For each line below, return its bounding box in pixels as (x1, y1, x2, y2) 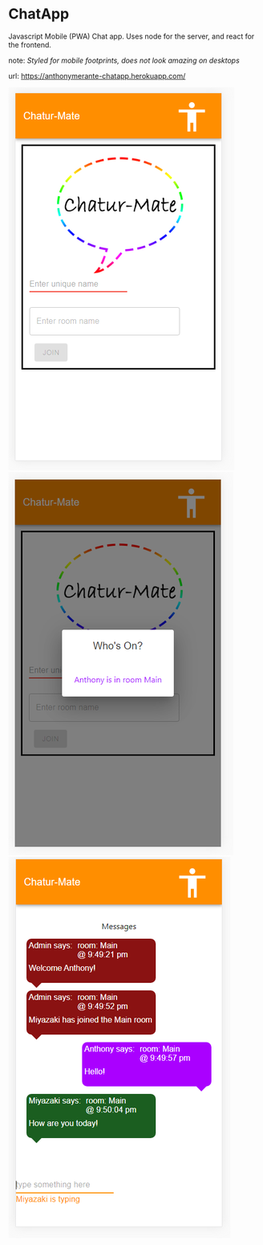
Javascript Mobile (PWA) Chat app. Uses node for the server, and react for (8, 31, 255, 41)
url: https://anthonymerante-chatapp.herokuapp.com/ (8, 71, 186, 80)
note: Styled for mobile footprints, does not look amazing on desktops (8, 55, 241, 65)
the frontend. (8, 39, 52, 49)
